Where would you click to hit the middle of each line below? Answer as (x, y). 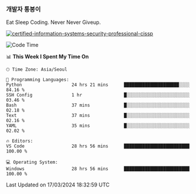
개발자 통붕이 (23, 9)
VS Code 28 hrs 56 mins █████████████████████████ (98, 146)
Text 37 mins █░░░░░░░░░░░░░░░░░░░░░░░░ (98, 116)
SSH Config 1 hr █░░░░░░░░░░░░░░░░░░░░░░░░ (98, 95)
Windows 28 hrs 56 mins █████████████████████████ (98, 169)
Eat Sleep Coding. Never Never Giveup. (54, 22)
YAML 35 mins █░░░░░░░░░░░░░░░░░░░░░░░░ (98, 126)
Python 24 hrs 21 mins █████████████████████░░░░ (98, 85)
